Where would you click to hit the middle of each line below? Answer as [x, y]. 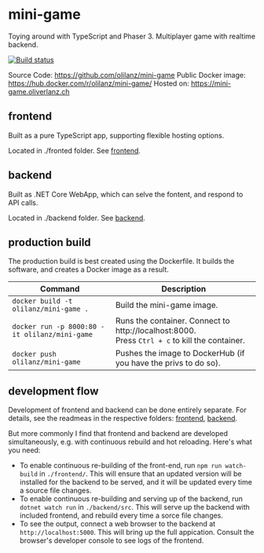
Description [183, 289]
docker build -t [42, 301]
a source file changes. [55, 491]
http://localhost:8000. [156, 331]
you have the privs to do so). [168, 363]
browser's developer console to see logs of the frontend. [112, 540]
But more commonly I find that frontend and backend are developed [118, 434]
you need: [24, 450]
